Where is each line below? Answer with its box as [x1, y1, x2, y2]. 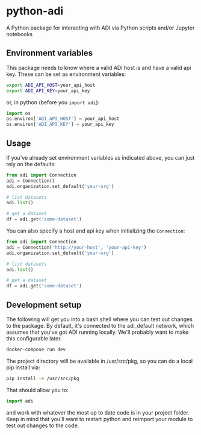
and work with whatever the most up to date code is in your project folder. [6, 408, 190, 416]
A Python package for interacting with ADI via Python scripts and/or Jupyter [6, 24, 195, 31]
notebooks [6, 30, 33, 37]
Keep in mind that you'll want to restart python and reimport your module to [6, 415, 193, 422]
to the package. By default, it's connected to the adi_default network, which [6, 322, 194, 329]
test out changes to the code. [6, 422, 79, 429]
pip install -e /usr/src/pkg [6, 375, 79, 381]
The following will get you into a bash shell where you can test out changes [6, 316, 193, 323]
